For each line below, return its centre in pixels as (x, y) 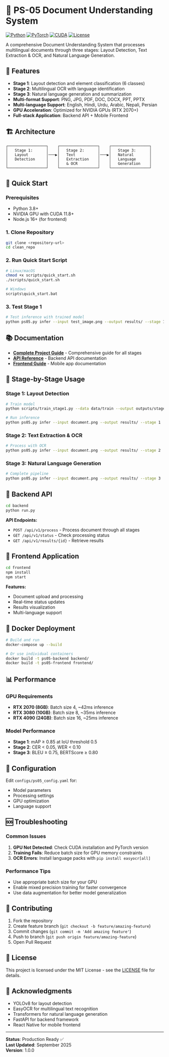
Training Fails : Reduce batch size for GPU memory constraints (77, 853)
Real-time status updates (39, 602)
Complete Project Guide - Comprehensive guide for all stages (77, 353)
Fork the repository (33, 921)
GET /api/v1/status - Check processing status (61, 535)
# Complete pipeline (27, 474)
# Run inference (23, 418)
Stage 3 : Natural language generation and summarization (72, 94)
